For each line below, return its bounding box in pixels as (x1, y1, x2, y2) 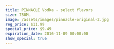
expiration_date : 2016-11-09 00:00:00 (5, 31, 88, 36)
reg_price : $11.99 (5, 21, 45, 27)
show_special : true (5, 36, 47, 41)
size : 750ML (5, 12, 31, 17)
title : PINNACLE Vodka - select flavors (5, 7, 93, 13)
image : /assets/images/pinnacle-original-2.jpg (5, 17, 109, 22)
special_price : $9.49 (5, 27, 52, 32)
